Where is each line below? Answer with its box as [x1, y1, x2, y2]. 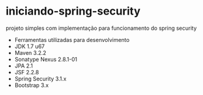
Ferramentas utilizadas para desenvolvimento [14, 36, 130, 43]
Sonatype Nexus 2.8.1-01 [14, 55, 78, 63]
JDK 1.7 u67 [14, 43, 45, 50]
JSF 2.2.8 [14, 68, 39, 76]
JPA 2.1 [14, 62, 33, 69]
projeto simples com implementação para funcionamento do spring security [6, 24, 197, 32]
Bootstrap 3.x [14, 81, 49, 89]
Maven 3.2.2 [14, 49, 46, 56]
